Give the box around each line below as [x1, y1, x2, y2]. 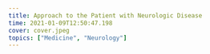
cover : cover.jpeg [8, 26, 70, 34]
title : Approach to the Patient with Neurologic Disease [8, 11, 203, 20]
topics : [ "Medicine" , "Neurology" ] [8, 33, 127, 42]
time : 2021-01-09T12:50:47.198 [8, 19, 113, 27]
